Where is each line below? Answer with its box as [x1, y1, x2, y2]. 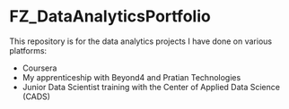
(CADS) [22, 91, 51, 102]
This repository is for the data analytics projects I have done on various [9, 36, 272, 46]
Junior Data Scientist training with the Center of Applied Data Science [22, 81, 281, 92]
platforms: [9, 45, 48, 55]
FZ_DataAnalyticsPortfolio [9, 6, 211, 27]
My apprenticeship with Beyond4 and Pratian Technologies [22, 71, 241, 82]
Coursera [22, 63, 57, 73]
